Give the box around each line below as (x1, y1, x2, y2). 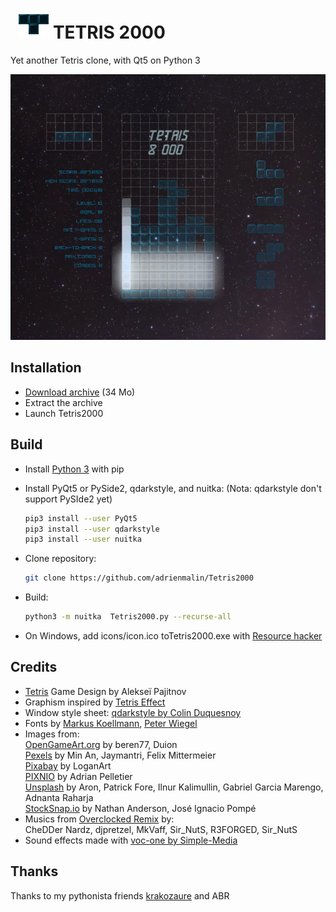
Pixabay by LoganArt (24, 759, 112, 772)
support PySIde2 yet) (24, 493, 113, 505)
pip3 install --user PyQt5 (24, 513, 138, 523)
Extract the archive (24, 396, 103, 408)
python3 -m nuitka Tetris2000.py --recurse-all (24, 612, 232, 622)
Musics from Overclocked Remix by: (24, 813, 175, 825)
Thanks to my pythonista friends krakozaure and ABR (10, 889, 230, 902)
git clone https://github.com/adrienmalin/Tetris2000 (24, 573, 254, 583)
